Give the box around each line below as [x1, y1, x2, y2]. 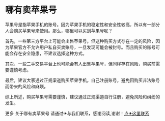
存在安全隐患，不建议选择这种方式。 [13, 50, 87, 56]
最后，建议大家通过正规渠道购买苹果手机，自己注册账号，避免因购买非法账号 [5, 77, 160, 83]
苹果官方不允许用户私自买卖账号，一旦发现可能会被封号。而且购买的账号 [9, 44, 156, 50]
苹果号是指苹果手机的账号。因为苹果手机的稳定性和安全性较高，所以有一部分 [5, 22, 160, 27]
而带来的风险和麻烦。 [5, 83, 48, 89]
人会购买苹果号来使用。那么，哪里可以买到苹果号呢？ [5, 27, 113, 33]
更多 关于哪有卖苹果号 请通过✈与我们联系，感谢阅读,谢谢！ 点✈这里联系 [5, 110, 150, 116]
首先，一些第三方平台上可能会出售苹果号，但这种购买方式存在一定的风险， [5, 38, 156, 44]
